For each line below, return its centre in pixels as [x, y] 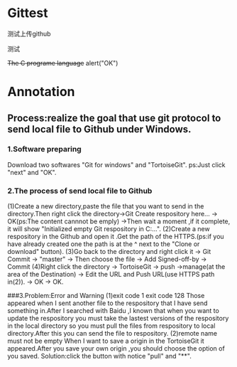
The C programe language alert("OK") [63, 63]
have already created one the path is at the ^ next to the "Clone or [104, 244]
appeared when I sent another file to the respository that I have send [108, 303]
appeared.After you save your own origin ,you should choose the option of [116, 349]
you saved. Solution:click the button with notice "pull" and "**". [99, 356]
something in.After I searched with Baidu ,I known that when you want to [114, 311]
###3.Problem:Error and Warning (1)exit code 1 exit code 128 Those [106, 296]
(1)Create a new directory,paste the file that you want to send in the [106, 206]
